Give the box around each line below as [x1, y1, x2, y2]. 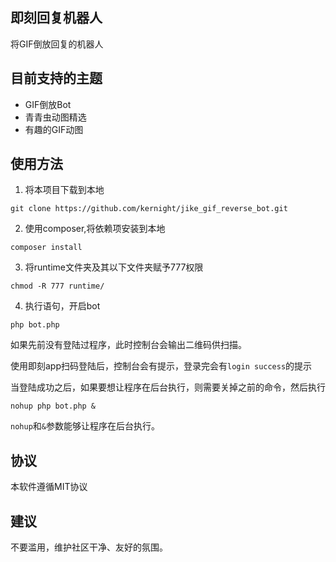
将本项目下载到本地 [24, 184, 105, 196]
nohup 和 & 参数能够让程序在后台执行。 [10, 420, 160, 432]
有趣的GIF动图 [24, 123, 84, 135]
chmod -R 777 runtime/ [10, 281, 105, 292]
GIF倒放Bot [24, 98, 72, 110]
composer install [10, 243, 83, 253]
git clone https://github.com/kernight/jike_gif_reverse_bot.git [10, 204, 288, 214]
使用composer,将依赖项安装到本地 [24, 223, 166, 235]
